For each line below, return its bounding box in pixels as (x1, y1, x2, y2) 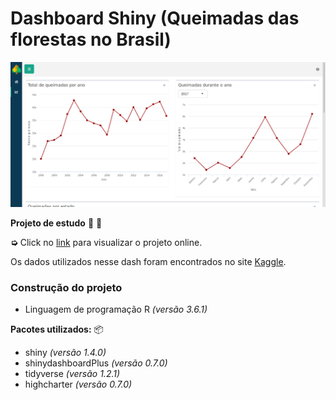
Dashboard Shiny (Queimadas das (10, 7, 300, 30)
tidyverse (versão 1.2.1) (24, 368, 121, 380)
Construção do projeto (10, 280, 123, 294)
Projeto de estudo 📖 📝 (10, 217, 103, 229)
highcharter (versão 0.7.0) (24, 378, 133, 391)
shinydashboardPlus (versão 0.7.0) (24, 357, 168, 369)
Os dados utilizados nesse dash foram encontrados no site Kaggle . (10, 255, 287, 267)
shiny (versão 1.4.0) (24, 347, 107, 359)
